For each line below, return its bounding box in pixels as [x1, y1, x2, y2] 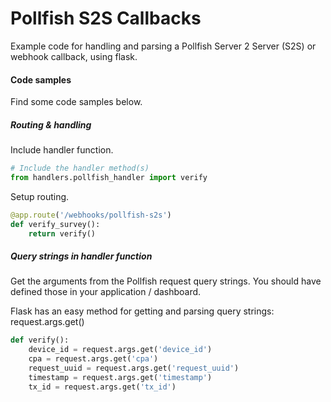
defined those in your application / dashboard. [10, 286, 202, 298]
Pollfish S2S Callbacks [10, 7, 202, 30]
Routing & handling [10, 118, 92, 131]
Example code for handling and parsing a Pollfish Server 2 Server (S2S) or [10, 40, 317, 52]
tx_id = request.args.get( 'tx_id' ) [28, 382, 177, 392]
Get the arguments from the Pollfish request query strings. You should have [10, 275, 322, 287]
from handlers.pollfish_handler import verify [10, 172, 208, 182]
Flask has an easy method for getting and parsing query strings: [10, 305, 275, 317]
